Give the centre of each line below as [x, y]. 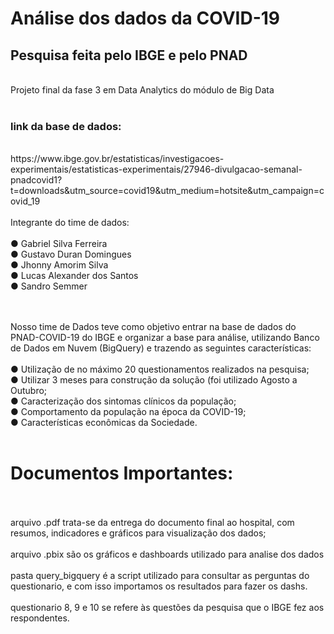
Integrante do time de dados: [70, 223]
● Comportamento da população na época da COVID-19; [128, 412]
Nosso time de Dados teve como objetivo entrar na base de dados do [153, 327]
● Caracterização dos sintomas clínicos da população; [123, 401]
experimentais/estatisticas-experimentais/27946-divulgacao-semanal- [156, 169]
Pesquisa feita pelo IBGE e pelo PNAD [129, 55]
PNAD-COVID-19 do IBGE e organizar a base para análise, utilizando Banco [165, 338]
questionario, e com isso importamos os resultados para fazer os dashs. [159, 586]
